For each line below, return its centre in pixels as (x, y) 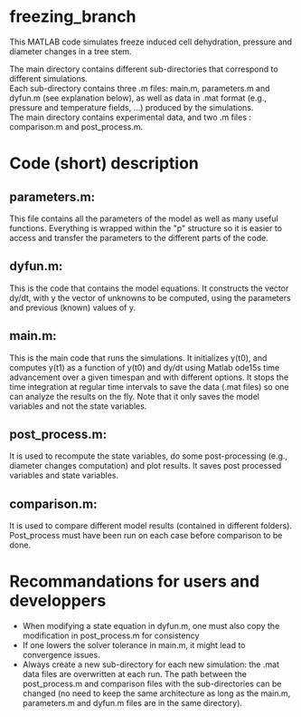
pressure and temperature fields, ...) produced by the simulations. (132, 107)
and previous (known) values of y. (72, 307)
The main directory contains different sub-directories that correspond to (144, 69)
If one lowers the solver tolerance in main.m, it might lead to (134, 645)
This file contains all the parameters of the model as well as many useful (144, 218)
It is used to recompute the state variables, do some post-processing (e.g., (148, 456)
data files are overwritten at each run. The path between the (134, 674)
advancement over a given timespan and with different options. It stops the (149, 377)
